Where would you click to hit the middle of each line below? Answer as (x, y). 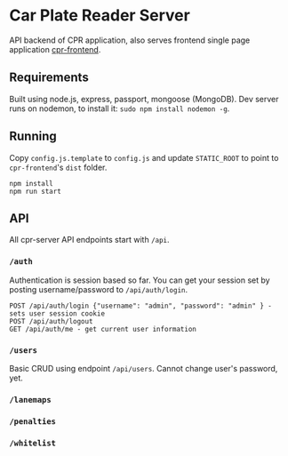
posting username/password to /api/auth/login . (99, 289)
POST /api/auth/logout (51, 321)
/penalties (32, 421)
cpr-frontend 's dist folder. (58, 167)
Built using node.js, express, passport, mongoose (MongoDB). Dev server (144, 99)
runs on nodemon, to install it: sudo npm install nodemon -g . (120, 108)
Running (33, 136)
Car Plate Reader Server (100, 16)
